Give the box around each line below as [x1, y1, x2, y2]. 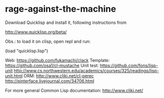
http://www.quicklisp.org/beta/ [5, 29, 67, 35]
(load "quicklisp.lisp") [5, 48, 48, 54]
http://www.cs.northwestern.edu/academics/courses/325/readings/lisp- [14, 67, 159, 74]
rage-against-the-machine [5, 3, 116, 15]
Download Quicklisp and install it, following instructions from [5, 20, 127, 25]
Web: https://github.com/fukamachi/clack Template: [5, 57, 110, 63]
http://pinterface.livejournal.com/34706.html [5, 78, 94, 84]
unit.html [5, 73, 23, 78]
